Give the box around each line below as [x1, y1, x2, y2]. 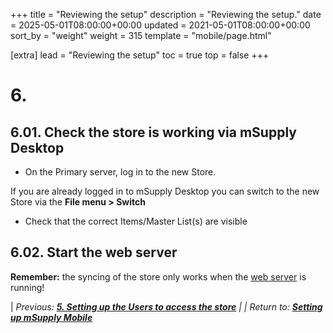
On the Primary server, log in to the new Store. [24, 166, 217, 178]
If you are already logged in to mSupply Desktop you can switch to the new [10, 185, 320, 197]
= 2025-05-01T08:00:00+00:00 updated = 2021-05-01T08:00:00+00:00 [10, 19, 311, 31]
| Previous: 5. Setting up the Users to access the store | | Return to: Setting [10, 300, 323, 313]
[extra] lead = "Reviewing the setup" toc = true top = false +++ [10, 49, 270, 61]
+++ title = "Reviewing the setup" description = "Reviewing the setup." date [10, 9, 322, 20]
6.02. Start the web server [10, 244, 178, 261]
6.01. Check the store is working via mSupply [10, 124, 297, 141]
